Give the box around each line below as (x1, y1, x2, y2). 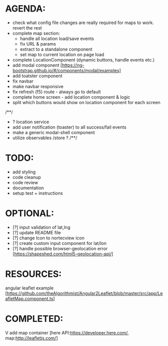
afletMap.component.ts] (5, 295, 55, 301)
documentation (12, 185, 44, 191)
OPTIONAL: (5, 208, 54, 219)
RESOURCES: (5, 268, 62, 279)
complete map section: (12, 30, 60, 36)
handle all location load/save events (20, 36, 94, 42)
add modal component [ (12, 62, 63, 68)
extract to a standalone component (20, 46, 93, 52)
